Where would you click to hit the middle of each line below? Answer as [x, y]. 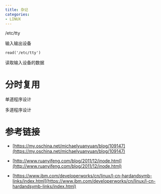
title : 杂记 [17, 10]
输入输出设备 [18, 43]
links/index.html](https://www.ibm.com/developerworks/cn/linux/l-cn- [84, 181]
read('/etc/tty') [23, 53]
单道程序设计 [18, 99]
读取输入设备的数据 [25, 63]
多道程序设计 [18, 110]
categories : [17, 14]
